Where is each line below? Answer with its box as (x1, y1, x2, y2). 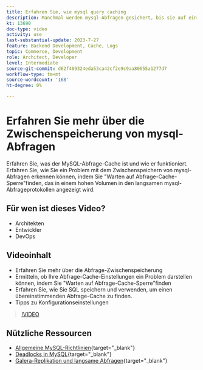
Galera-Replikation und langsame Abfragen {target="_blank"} (15, 357, 168, 365)
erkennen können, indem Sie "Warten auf (31, 173, 135, 180)
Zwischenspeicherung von (6, 127, 145, 141)
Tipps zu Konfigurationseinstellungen (15, 299, 109, 306)
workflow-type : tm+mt (6, 71, 61, 77)
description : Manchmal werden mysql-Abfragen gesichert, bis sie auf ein (6, 15, 198, 21)
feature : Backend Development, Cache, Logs (6, 43, 119, 49)
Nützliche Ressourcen (6, 328, 92, 338)
